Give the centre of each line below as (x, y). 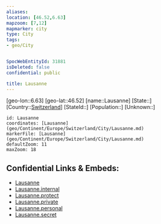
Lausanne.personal (39, 208)
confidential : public (33, 73)
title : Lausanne (27, 84)
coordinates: (23, 123)
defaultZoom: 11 (27, 145)
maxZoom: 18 (21, 150)
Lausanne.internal (37, 189)
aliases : (17, 12)
